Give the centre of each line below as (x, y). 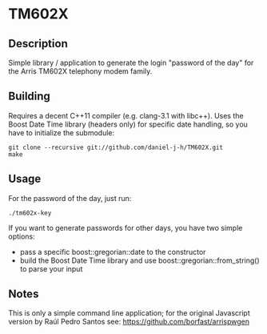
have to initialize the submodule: (61, 132)
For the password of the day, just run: (70, 198)
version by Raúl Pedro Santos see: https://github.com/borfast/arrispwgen (129, 322)
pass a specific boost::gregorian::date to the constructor (113, 252)
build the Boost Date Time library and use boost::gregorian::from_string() (139, 260)
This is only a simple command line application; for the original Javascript (129, 313)
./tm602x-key (30, 213)
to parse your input (51, 268)
